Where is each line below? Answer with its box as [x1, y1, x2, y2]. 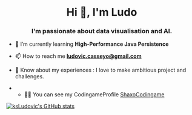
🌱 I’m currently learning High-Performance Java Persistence [15, 40, 169, 48]
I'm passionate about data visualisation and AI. [31, 27, 173, 36]
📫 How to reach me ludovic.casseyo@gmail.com [15, 52, 142, 60]
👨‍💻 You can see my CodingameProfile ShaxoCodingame [24, 91, 165, 98]
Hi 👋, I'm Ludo [66, 5, 137, 19]
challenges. [15, 73, 44, 80]
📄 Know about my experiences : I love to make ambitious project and [15, 66, 187, 74]
